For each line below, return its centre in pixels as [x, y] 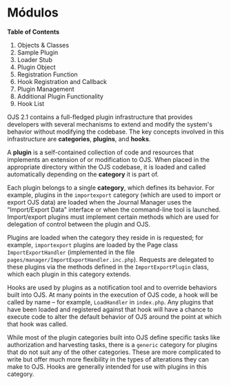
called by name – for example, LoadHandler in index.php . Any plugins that [110, 302]
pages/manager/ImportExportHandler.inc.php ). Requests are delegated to [111, 259]
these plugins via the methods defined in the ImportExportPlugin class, [108, 267]
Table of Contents [33, 32]
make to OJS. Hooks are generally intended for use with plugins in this [107, 366]
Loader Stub [35, 59]
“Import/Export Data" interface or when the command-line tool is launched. [114, 209]
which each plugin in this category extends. [69, 274]
